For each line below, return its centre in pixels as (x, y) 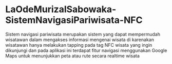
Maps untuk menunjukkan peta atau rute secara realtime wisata (73, 56)
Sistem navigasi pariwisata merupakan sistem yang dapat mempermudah (83, 34)
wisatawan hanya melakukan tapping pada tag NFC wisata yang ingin (79, 45)
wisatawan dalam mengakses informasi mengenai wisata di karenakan (80, 40)
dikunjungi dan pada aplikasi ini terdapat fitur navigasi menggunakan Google (86, 50)
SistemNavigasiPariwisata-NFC (74, 20)
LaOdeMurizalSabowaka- (61, 9)
